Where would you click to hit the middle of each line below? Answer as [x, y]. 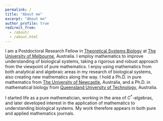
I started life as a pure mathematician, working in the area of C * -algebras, [79, 97]
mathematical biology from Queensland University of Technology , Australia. [81, 87]
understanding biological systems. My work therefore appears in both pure [81, 108]
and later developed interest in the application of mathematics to [70, 103]
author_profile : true [27, 23]
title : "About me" [24, 14]
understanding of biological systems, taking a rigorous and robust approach [81, 61]
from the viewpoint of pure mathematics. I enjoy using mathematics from [78, 66]
